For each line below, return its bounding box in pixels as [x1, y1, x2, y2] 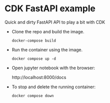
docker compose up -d [11, 56, 56, 61]
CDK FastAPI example [4, 3, 96, 14]
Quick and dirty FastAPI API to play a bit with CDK [4, 19, 105, 25]
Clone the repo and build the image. [11, 28, 84, 34]
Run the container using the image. [11, 47, 83, 52]
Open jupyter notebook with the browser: [11, 65, 95, 71]
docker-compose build [11, 38, 56, 43]
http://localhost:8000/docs [11, 74, 67, 80]
